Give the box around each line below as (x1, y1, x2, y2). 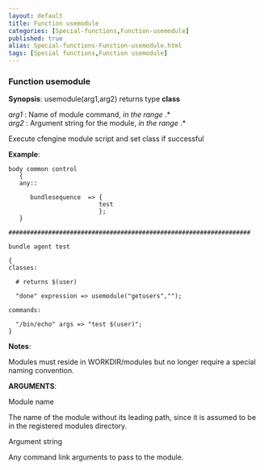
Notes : (8, 342, 31, 351)
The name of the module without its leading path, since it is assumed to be (8, 413, 257, 422)
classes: (8, 264, 38, 272)
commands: (8, 306, 42, 314)
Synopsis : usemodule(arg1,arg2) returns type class (8, 94, 180, 104)
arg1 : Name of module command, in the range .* (8, 110, 171, 119)
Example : (8, 150, 40, 160)
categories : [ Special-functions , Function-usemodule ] (8, 27, 190, 35)
